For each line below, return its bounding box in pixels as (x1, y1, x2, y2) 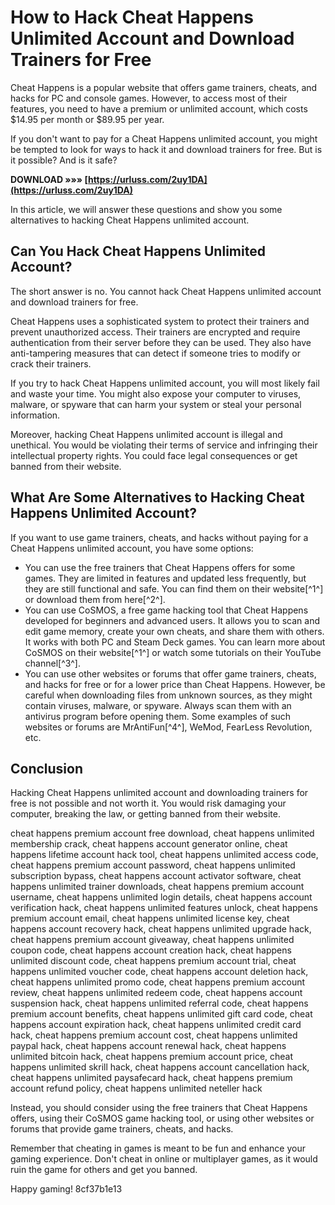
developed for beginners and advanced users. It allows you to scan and (24, 614, 320, 626)
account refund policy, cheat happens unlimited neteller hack (10, 1082, 263, 1095)
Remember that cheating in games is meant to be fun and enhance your (10, 1142, 307, 1155)
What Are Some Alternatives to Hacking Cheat (10, 489, 305, 506)
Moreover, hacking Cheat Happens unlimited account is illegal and (10, 428, 283, 440)
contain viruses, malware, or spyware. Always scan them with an (24, 699, 292, 711)
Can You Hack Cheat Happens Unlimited (10, 243, 266, 260)
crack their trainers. (10, 357, 92, 370)
